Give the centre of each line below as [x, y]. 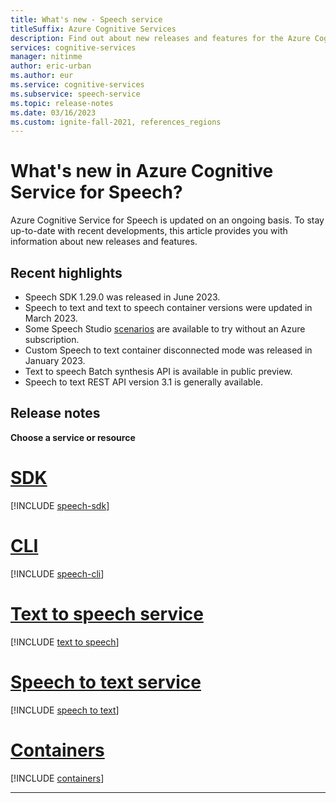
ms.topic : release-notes [62, 103]
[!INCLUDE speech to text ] [65, 710]
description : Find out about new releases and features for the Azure [160, 38]
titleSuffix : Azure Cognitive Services [93, 29]
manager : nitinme [46, 57]
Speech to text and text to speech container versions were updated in [168, 307]
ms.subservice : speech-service [75, 94]
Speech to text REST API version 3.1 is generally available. [144, 382]
